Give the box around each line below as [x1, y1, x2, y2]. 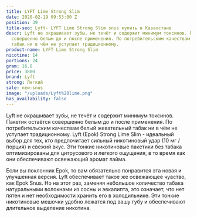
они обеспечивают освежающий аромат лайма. [6, 155, 127, 162]
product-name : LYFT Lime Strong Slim [6, 47, 98, 53]
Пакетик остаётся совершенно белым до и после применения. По [6, 118, 173, 125]
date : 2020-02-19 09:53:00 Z [6, 14, 77, 20]
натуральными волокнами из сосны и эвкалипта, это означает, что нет [6, 185, 185, 192]
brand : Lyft [6, 74, 35, 80]
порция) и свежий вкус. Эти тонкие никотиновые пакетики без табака [6, 143, 182, 150]
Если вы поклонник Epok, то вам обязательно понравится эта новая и [6, 167, 182, 174]
